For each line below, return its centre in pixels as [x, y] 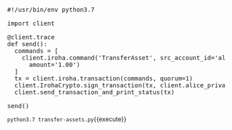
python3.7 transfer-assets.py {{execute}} [67, 119]
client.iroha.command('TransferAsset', [89, 58]
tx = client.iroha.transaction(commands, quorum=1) [104, 78]
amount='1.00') [55, 65]
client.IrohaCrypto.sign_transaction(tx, [85, 85]
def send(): [27, 44]
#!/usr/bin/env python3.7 [51, 10]
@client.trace [31, 37]
